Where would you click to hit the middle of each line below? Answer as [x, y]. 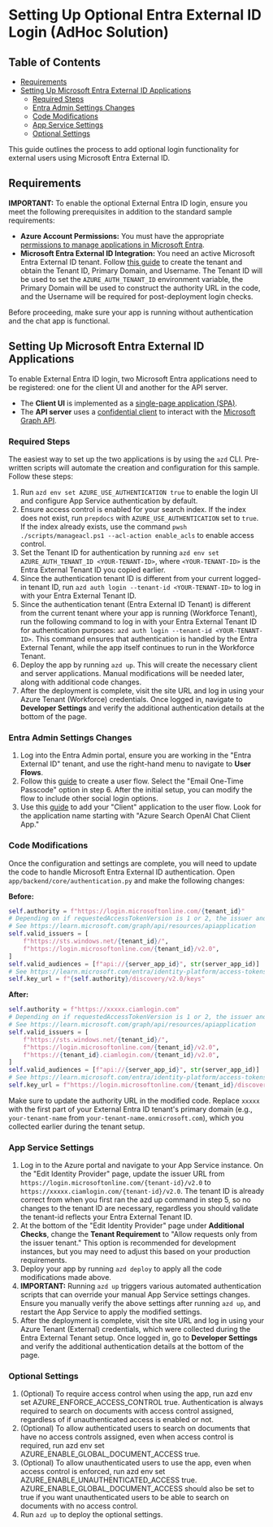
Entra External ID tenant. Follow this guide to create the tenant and [131, 262]
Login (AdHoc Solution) [89, 32]
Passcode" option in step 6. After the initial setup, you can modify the [136, 790]
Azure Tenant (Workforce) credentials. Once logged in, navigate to [131, 699]
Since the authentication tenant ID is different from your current [126, 578]
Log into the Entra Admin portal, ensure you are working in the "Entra [136, 755]
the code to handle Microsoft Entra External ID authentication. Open [122, 872]
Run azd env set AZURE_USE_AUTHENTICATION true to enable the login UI [139, 492]
